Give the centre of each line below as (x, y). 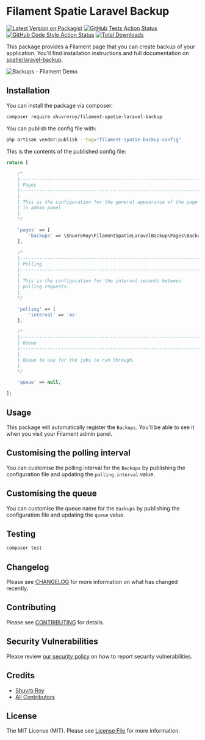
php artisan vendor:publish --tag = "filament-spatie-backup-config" (94, 140)
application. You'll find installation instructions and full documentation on (98, 53)
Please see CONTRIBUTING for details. (56, 622)
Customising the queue (52, 494)
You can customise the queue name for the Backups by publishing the (93, 508)
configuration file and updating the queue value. (66, 515)
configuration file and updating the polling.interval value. (81, 474)
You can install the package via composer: (59, 105)
